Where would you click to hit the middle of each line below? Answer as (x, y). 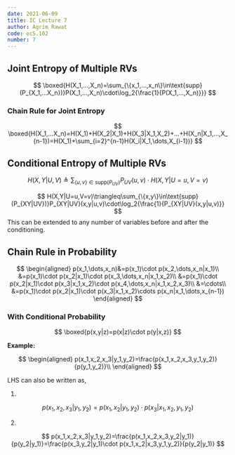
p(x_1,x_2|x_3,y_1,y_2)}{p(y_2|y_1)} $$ (172, 444)
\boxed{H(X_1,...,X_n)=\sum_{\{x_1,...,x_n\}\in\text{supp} (123, 85)
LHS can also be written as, (47, 381)
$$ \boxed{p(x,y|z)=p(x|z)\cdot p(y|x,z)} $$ (118, 332)
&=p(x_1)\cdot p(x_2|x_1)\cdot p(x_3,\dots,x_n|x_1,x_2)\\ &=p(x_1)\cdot (118, 276)
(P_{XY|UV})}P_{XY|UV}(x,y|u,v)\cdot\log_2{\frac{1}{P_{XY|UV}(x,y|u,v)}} (118, 204)
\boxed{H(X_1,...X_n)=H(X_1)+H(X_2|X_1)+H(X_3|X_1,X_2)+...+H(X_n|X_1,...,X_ (118, 133)
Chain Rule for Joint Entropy (56, 111)
